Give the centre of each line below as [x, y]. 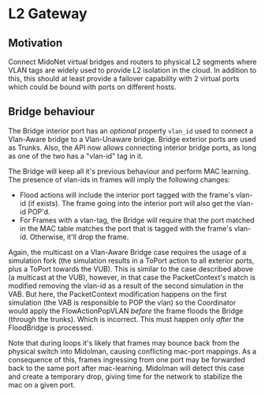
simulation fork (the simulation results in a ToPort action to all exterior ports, [131, 260]
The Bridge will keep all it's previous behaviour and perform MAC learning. [129, 171]
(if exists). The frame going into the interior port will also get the [131, 203]
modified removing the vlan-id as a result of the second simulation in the [126, 286]
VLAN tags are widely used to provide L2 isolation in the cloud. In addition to [132, 70]
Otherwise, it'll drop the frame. [79, 237]
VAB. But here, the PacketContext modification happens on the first [118, 294]
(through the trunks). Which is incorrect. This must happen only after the [126, 319]
